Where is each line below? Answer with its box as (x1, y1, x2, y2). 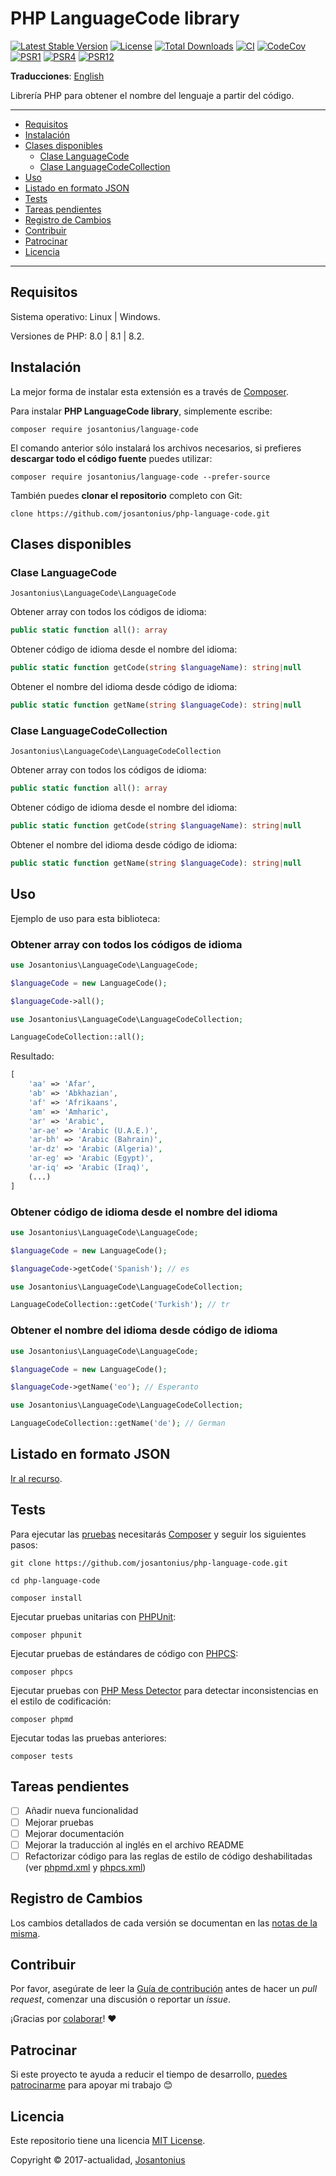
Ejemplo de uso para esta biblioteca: (10, 912, 161, 924)
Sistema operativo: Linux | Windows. (10, 310, 161, 322)
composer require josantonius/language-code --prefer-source (10, 472, 271, 482)
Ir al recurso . (10, 1472, 63, 1484)
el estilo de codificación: (10, 1695, 112, 1707)
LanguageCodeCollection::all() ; (10, 1032, 145, 1042)
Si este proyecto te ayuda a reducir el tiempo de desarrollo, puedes (10, 2068, 288, 2081)
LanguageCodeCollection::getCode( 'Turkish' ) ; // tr (10, 1300, 230, 1310)
